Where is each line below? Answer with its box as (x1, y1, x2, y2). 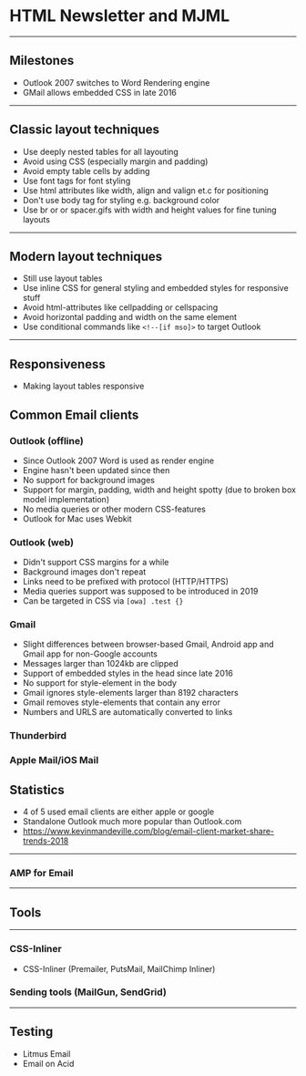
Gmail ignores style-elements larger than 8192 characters (22, 688, 239, 698)
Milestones (9, 53, 75, 68)
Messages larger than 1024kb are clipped (22, 658, 179, 669)
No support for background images (22, 474, 155, 485)
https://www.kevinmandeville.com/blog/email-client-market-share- (22, 826, 275, 837)
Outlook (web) (9, 535, 75, 548)
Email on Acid (22, 1058, 75, 1069)
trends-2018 (22, 835, 69, 846)
